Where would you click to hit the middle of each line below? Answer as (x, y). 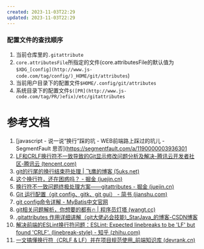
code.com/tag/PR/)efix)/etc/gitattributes (70, 96)
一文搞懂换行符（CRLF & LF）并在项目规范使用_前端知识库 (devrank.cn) (105, 240)
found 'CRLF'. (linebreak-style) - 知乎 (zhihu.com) (78, 232)
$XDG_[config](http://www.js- (54, 70)
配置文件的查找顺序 (35, 40)
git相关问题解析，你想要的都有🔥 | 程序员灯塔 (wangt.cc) (86, 209)
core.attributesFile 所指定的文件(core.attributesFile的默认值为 (95, 62)
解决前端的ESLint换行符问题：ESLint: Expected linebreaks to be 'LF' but (105, 225)
